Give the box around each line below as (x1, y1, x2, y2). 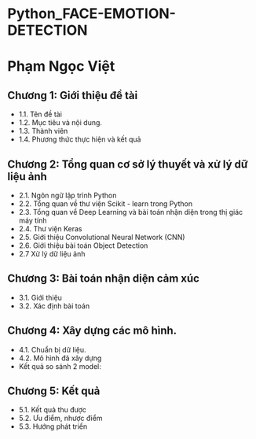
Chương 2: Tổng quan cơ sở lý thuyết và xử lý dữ (7, 157, 248, 171)
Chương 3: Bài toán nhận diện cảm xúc (7, 272, 199, 286)
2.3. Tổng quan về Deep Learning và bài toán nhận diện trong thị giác (18, 208, 243, 216)
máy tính (18, 216, 48, 225)
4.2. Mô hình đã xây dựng (18, 353, 102, 363)
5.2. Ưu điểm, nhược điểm (18, 414, 103, 423)
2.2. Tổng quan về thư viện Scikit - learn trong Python (18, 199, 193, 208)
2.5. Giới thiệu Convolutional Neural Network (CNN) (18, 233, 185, 242)
